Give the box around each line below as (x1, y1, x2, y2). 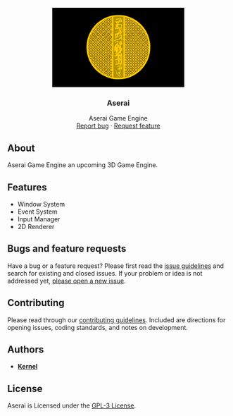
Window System (17, 200, 65, 208)
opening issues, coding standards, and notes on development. (7, 323, 189, 331)
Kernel (17, 362, 38, 371)
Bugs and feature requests (7, 243, 127, 255)
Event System (17, 207, 58, 216)
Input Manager (17, 214, 61, 223)
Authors (7, 343, 44, 355)
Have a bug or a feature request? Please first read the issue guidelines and (7, 262, 224, 270)
